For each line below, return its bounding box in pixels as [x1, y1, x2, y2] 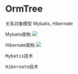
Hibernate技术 [5, 64, 38, 69]
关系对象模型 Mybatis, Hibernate [5, 20, 73, 26]
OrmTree [5, 3, 43, 15]
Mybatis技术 [5, 53, 33, 59]
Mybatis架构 [5, 31, 31, 37]
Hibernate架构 [5, 42, 35, 48]
